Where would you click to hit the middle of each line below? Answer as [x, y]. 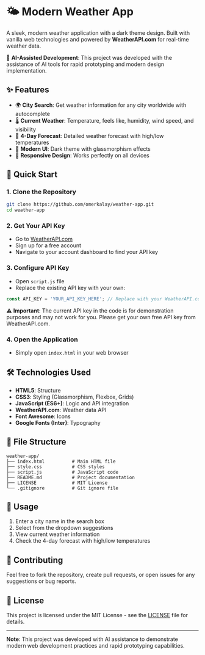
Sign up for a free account [48, 245]
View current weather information [57, 534]
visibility [26, 129]
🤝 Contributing [35, 560]
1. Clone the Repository [41, 192]
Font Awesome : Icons [43, 416]
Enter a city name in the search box [60, 521]
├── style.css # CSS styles [56, 467]
